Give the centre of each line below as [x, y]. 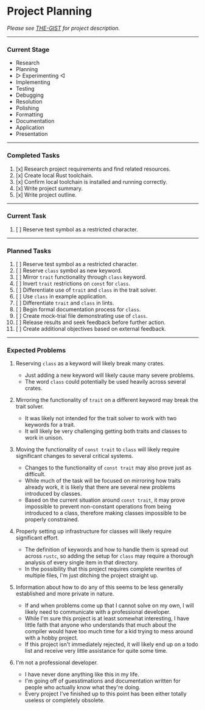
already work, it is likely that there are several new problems [100, 487]
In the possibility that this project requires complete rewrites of [103, 569]
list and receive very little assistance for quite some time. [96, 651]
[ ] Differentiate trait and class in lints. [65, 303]
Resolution [29, 102]
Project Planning [50, 11]
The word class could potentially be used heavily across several [105, 382]
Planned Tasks [29, 251]
